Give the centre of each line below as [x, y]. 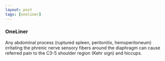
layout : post [19, 10]
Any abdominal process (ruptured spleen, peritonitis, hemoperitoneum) [78, 42]
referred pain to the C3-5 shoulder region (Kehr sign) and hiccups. [74, 53]
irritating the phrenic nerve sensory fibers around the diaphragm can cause [83, 48]
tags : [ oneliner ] [23, 14]
